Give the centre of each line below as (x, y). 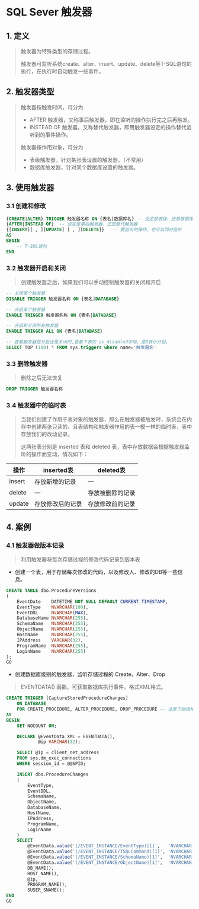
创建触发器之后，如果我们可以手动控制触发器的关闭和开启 (91, 282)
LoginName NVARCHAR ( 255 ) (51, 651)
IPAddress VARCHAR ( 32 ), (50, 640)
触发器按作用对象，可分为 (52, 147)
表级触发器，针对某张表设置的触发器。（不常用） (88, 160)
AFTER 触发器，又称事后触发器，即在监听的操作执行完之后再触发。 (111, 120)
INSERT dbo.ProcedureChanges (53, 774)
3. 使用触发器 (30, 188)
